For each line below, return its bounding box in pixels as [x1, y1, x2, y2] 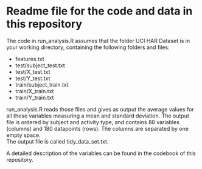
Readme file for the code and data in [6, 4, 193, 18]
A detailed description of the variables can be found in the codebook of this [6, 150, 196, 157]
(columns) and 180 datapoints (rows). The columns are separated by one [6, 125, 189, 132]
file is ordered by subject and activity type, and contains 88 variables [6, 118, 179, 125]
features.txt [15, 55, 44, 62]
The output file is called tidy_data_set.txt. [6, 138, 109, 145]
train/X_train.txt [15, 87, 54, 94]
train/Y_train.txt [15, 94, 54, 101]
